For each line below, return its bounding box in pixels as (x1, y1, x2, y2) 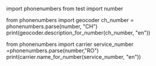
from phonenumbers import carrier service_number (6, 41, 134, 48)
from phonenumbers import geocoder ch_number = (6, 17, 134, 23)
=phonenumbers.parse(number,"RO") (6, 47, 99, 54)
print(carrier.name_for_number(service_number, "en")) (6, 54, 141, 60)
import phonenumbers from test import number (6, 5, 124, 12)
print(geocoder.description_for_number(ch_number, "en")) (6, 29, 151, 36)
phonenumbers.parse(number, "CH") (6, 23, 98, 30)
